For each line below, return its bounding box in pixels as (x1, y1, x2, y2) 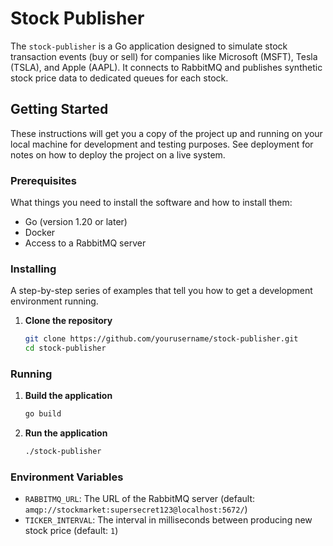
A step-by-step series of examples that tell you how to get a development (10, 285, 313, 297)
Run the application (24, 427, 108, 439)
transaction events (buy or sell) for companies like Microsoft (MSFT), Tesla (10, 50, 318, 62)
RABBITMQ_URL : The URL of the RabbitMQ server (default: (24, 493, 256, 505)
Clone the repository (24, 315, 113, 327)
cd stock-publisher (24, 343, 107, 354)
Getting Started (10, 101, 109, 118)
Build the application (24, 390, 113, 402)
